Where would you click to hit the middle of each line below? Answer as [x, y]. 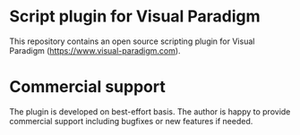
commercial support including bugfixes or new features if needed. [131, 121]
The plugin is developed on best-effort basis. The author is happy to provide [150, 111]
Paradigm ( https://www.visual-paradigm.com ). [95, 50]
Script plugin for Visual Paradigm [135, 17]
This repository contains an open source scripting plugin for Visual [132, 41]
